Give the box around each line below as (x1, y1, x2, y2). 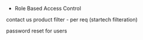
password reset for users (6, 27, 67, 34)
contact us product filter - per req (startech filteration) (6, 16, 138, 23)
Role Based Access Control (14, 5, 82, 12)
